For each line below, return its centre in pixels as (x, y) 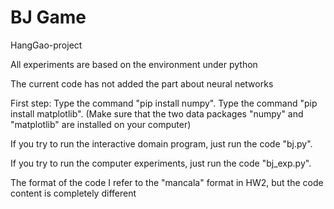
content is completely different (73, 193)
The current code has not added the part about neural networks (142, 83)
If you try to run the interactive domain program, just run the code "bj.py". (161, 143)
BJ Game (48, 17)
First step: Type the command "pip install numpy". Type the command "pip (164, 103)
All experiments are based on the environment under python (134, 64)
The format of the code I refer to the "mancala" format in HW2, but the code (167, 182)
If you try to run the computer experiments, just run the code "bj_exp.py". (161, 163)
